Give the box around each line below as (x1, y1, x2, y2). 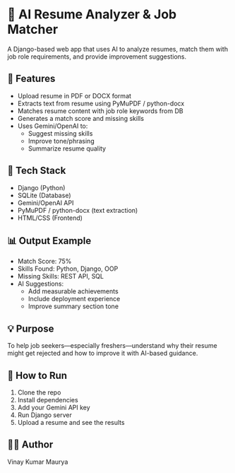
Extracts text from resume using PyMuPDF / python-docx (17, 99, 185, 107)
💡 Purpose (7, 322, 54, 334)
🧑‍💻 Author (7, 438, 54, 451)
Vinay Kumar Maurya (7, 457, 68, 466)
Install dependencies (17, 396, 79, 404)
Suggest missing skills (28, 129, 93, 137)
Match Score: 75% (17, 257, 72, 266)
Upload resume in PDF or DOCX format (17, 91, 132, 100)
